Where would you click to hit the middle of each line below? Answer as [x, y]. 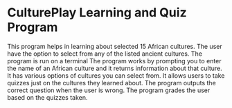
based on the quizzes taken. [47, 97]
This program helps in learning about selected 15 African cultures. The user [115, 46]
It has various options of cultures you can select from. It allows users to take [116, 75]
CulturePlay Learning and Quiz [97, 13]
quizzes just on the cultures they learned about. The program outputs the [111, 83]
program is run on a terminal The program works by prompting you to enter [114, 61]
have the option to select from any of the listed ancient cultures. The [105, 54]
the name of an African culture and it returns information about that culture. [115, 68]
